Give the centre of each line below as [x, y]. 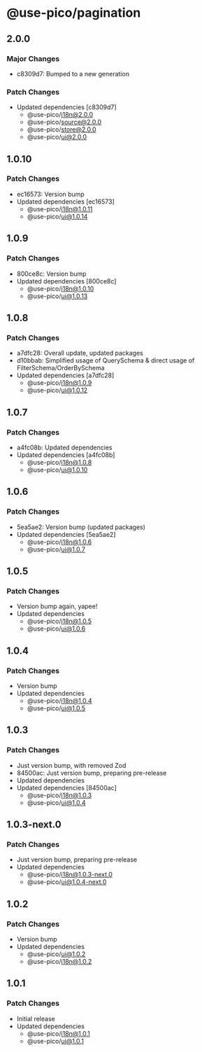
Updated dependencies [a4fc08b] [66, 455]
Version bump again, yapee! [57, 606]
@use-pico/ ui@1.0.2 [56, 954]
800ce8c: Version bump [51, 274]
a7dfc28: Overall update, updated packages [80, 353]
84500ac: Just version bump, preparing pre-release [92, 773]
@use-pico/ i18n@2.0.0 [60, 115]
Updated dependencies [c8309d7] [66, 107]
